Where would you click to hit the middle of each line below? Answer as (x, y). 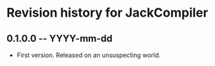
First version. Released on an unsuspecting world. (89, 55)
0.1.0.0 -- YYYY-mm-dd (60, 39)
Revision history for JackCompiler (107, 13)
